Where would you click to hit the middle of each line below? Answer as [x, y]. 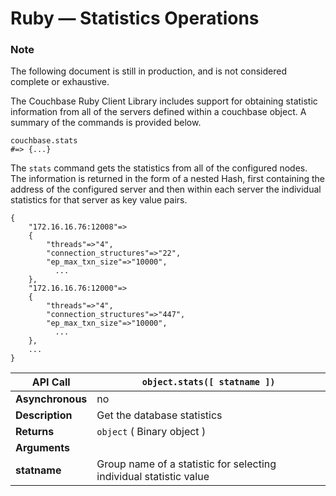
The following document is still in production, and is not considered [148, 71]
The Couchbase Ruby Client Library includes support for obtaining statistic [164, 101]
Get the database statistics [159, 415]
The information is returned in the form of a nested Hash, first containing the [168, 179]
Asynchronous [51, 399]
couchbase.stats [44, 141]
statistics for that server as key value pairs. [99, 200]
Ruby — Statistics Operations [135, 18]
